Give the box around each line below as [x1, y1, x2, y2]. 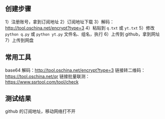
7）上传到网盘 [5, 37, 34, 43]
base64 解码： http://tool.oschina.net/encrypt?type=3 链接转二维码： [5, 67, 146, 73]
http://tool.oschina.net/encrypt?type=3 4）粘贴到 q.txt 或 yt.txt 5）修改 [5, 25, 155, 31]
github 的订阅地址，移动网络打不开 [5, 108, 76, 115]
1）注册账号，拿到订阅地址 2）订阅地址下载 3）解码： [5, 19, 115, 25]
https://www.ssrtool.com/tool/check [5, 79, 79, 85]
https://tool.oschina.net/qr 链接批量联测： [5, 73, 90, 79]
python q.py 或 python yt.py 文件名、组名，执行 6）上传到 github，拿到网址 [5, 31, 160, 37]
